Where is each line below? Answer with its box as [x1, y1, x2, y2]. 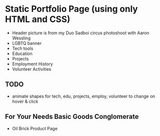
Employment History [12, 61, 53, 67]
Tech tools [12, 45, 34, 51]
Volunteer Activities [12, 66, 52, 72]
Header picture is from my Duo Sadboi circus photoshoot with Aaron [12, 30, 150, 36]
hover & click [12, 98, 38, 104]
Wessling [12, 35, 31, 41]
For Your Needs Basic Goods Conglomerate [5, 113, 139, 121]
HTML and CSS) [5, 14, 71, 25]
